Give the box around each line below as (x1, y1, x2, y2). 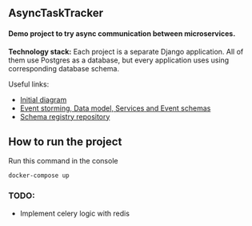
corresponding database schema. (8, 63, 120, 73)
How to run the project (8, 135, 122, 148)
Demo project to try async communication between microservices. (8, 28, 236, 38)
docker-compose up (8, 172, 70, 180)
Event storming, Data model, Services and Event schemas (19, 103, 211, 113)
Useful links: (8, 79, 50, 89)
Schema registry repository (19, 111, 110, 121)
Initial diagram (19, 95, 67, 104)
